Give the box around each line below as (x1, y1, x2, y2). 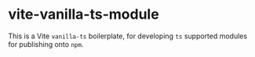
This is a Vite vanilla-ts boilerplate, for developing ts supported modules (8, 31, 248, 41)
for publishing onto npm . (8, 39, 84, 48)
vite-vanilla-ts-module (8, 5, 159, 23)
